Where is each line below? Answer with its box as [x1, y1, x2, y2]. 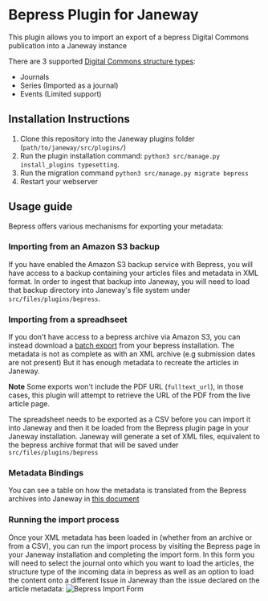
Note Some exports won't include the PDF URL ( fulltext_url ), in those [8, 382, 244, 392]
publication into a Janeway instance [8, 40, 127, 50]
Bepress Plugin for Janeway [8, 6, 199, 24]
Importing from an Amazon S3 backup [8, 241, 160, 253]
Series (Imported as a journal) [19, 80, 119, 90]
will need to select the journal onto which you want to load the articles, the [8, 558, 254, 568]
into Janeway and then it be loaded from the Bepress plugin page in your [8, 423, 250, 433]
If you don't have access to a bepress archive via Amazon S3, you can [8, 332, 241, 342]
